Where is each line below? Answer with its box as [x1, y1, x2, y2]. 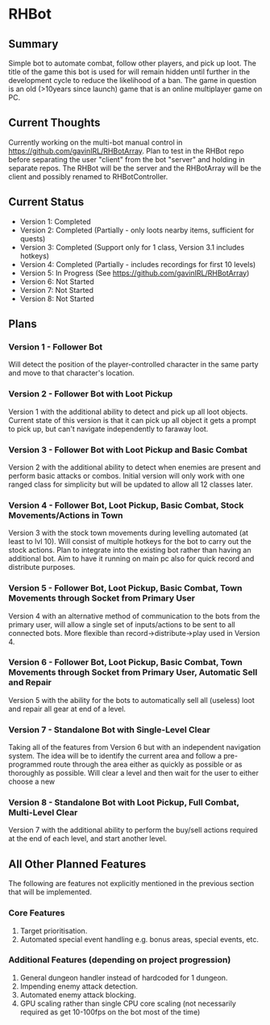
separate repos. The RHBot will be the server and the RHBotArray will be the [8, 163, 262, 173]
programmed [8, 759, 52, 769]
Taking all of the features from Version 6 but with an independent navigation [8, 743, 261, 752]
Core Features [8, 907, 65, 918]
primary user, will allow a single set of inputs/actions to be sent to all [8, 619, 235, 630]
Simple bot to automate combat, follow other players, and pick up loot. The [8, 58, 256, 68]
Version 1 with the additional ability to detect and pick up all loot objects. [8, 407, 248, 416]
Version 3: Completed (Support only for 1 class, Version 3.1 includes [19, 242, 245, 252]
